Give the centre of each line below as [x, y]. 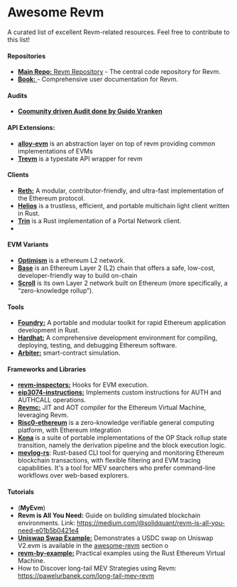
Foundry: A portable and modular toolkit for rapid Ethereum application [122, 323]
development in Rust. [49, 330]
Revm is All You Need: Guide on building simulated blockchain [109, 515]
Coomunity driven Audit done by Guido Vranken [90, 112]
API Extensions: [31, 127]
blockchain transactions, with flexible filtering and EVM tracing [109, 461]
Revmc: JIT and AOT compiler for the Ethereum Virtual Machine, [112, 408]
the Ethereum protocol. [51, 198]
